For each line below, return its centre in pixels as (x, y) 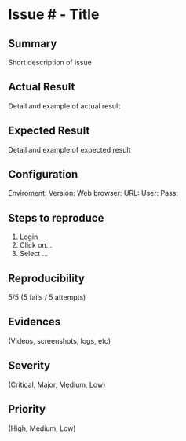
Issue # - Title (54, 15)
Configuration (43, 175)
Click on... (36, 245)
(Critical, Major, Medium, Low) (57, 384)
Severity (29, 366)
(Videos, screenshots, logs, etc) (60, 340)
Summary (33, 44)
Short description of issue (50, 62)
